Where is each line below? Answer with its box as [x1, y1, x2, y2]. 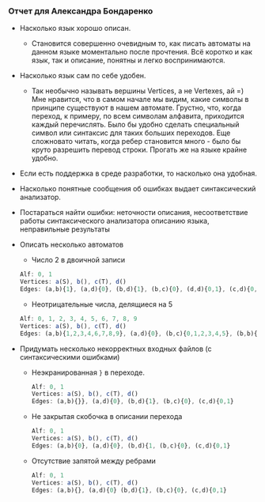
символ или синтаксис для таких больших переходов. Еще [31, 128, 231, 138]
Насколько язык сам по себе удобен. [19, 71, 146, 81]
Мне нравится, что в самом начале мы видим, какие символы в [31, 95, 249, 104]
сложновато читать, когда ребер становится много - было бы [31, 137, 241, 146]
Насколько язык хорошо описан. [19, 24, 131, 33]
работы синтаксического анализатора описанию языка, [19, 216, 210, 226]
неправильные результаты [19, 225, 111, 234]
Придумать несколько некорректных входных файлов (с [19, 344, 212, 353]
